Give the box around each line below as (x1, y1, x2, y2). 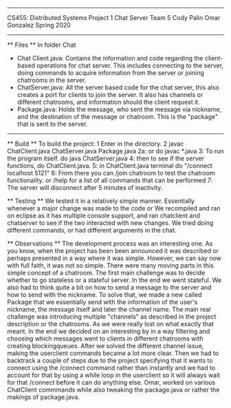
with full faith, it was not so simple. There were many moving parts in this (7, 261, 214, 269)
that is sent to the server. (16, 120, 88, 128)
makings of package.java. (7, 393, 80, 401)
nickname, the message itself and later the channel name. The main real (7, 305, 211, 313)
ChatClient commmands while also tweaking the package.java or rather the (7, 386, 220, 394)
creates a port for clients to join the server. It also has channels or (16, 91, 203, 98)
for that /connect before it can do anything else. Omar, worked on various (7, 378, 215, 386)
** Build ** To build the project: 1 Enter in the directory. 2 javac (7, 140, 184, 148)
